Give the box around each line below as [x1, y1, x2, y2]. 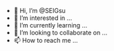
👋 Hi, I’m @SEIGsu [13, 7, 66, 14]
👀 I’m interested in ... [13, 14, 73, 22]
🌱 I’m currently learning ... [13, 21, 88, 29]
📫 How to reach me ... [13, 37, 78, 44]
